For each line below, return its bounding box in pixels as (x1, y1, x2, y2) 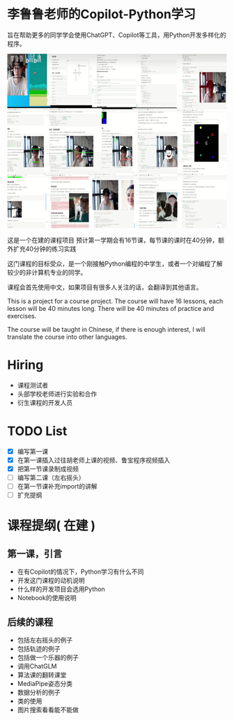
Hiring (7, 357, 44, 373)
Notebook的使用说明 (17, 594, 77, 602)
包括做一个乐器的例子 (17, 653, 79, 661)
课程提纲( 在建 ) (7, 518, 96, 534)
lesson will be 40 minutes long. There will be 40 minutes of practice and (7, 304, 214, 312)
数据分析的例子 (17, 688, 61, 696)
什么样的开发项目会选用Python (17, 585, 106, 593)
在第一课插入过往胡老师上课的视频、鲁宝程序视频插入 (17, 456, 171, 464)
